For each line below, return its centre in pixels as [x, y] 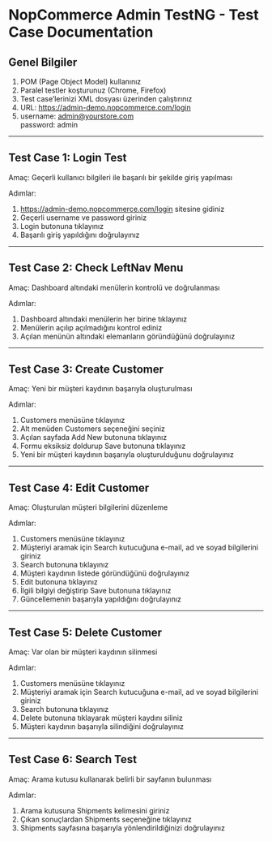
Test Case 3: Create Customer [86, 370]
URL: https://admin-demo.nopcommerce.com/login [106, 108]
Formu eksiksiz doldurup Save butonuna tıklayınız [103, 446]
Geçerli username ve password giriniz [83, 218]
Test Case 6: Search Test [73, 759]
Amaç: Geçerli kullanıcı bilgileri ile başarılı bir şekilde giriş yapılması [121, 177]
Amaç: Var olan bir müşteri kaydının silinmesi [83, 652]
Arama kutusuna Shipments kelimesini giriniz [95, 810]
